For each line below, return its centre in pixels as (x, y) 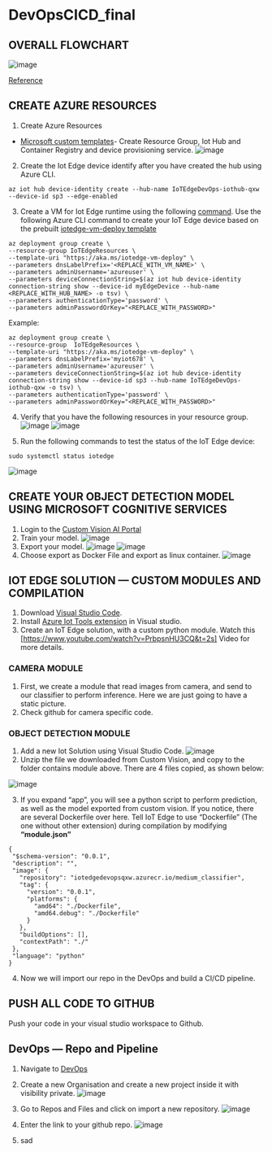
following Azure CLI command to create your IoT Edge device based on (139, 220)
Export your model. (52, 546)
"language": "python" (48, 956)
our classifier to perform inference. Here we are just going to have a (134, 695)
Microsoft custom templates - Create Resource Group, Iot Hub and (130, 141)
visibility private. (47, 1093)
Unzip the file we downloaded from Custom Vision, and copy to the (132, 760)
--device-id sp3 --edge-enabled (63, 196)
